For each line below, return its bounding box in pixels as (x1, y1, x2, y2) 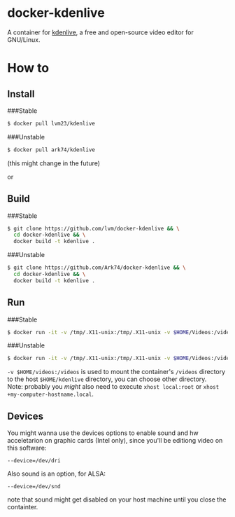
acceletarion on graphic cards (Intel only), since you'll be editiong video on (7, 436, 223, 445)
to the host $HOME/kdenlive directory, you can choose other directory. (7, 375, 207, 383)
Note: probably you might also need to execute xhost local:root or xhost (7, 382, 220, 391)
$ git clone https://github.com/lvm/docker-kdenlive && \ (7, 225, 180, 232)
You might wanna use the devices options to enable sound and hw (7, 429, 199, 437)
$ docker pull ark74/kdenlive (7, 146, 96, 153)
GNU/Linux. (7, 35, 41, 43)
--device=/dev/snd (7, 483, 61, 490)
